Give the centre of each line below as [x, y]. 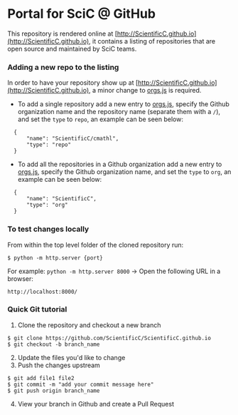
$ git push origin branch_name [54, 391]
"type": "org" [47, 205]
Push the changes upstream [59, 365]
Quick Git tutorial [37, 309]
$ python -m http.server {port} [55, 258]
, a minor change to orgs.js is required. [145, 91]
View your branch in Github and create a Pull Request [96, 404]
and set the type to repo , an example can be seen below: [100, 119]
